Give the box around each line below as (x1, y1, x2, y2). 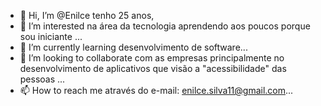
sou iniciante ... (19, 31, 83, 42)
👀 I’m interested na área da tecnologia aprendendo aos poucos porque (19, 20, 311, 32)
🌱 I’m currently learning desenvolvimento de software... (19, 41, 248, 53)
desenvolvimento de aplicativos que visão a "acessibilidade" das (19, 63, 287, 74)
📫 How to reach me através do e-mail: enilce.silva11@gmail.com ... (19, 85, 294, 96)
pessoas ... (19, 73, 66, 85)
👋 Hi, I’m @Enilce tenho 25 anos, (19, 10, 155, 21)
